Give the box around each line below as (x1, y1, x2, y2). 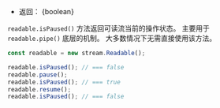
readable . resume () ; (7, 85, 72, 93)
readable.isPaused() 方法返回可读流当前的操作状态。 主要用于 (7, 24, 210, 33)
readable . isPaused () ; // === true (7, 78, 121, 86)
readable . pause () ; (7, 70, 68, 79)
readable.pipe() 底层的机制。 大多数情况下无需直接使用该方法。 (7, 34, 217, 43)
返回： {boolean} (18, 7, 74, 16)
